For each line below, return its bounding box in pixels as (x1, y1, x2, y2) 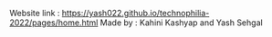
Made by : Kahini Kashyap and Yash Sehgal (99, 17, 263, 28)
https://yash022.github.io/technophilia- (61, 8, 210, 18)
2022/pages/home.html (9, 17, 99, 28)
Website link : (9, 8, 60, 18)
